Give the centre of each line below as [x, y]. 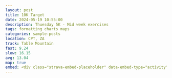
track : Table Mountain [29, 44]
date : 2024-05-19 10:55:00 [34, 19]
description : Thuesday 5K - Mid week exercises [57, 24]
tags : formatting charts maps [38, 29]
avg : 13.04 [17, 58]
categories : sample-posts [33, 34]
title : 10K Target [25, 15]
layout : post [19, 10]
